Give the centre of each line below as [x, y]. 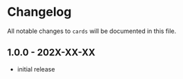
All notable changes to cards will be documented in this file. [92, 31]
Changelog [39, 12]
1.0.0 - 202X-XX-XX [51, 53]
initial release [36, 69]
